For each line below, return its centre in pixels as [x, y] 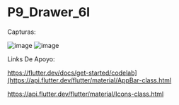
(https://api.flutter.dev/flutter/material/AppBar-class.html [89, 80]
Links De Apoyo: [31, 59]
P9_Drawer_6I [49, 12]
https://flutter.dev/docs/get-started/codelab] [72, 73]
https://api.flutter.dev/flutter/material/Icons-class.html [86, 94]
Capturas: [22, 32]
